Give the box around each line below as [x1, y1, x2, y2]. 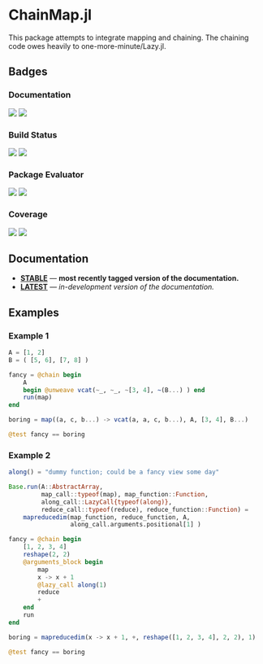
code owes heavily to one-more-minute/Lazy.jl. [8, 41, 166, 50]
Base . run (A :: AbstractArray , [8, 483, 104, 491]
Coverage [8, 209, 49, 221]
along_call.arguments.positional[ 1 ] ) [70, 521, 201, 529]
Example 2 [8, 449, 51, 461]
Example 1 [8, 330, 50, 341]
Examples [8, 305, 59, 319]
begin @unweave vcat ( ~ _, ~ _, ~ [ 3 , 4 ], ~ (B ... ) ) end [23, 386, 205, 394]
